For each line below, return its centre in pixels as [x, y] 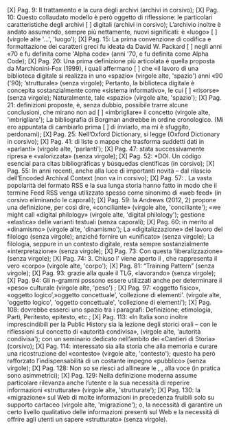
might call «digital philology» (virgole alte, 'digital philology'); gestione [106, 215]
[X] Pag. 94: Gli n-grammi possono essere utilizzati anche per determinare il [115, 280]
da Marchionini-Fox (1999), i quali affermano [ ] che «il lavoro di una [103, 68]
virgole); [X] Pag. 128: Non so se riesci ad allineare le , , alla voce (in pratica [114, 368]
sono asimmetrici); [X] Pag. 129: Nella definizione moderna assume [102, 375]
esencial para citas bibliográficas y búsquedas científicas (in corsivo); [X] [111, 163]
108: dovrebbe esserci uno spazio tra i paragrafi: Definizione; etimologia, [110, 310]
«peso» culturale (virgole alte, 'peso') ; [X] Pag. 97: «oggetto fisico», [104, 288]
